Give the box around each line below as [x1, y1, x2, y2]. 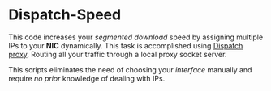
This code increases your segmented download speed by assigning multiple [8, 32, 264, 42]
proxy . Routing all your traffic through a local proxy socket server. [8, 49, 227, 59]
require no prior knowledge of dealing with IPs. [8, 73, 166, 83]
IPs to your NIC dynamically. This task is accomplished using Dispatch [8, 40, 243, 50]
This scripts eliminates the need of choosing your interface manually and [8, 64, 252, 74]
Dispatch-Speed [8, 6, 122, 24]
